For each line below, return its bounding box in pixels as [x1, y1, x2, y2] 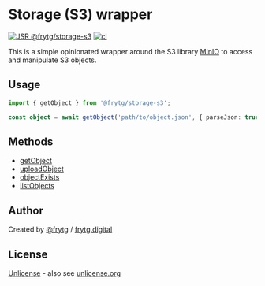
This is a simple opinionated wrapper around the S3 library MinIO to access [8, 46, 253, 56]
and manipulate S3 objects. [8, 55, 97, 65]
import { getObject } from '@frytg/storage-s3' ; [8, 98, 171, 107]
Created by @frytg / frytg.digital [8, 225, 113, 234]
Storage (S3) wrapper [8, 6, 153, 24]
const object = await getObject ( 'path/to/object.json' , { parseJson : [8, 113, 242, 121]
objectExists [19, 173, 60, 182]
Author [8, 203, 43, 217]
